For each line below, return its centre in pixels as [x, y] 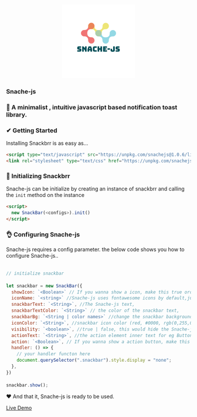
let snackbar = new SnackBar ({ [44, 286]
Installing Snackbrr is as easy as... [47, 144]
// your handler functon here [54, 354]
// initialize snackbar [35, 273]
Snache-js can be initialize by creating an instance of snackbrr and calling [95, 189]
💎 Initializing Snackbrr [38, 176]
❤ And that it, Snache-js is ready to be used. [60, 396]
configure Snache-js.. [32, 256]
